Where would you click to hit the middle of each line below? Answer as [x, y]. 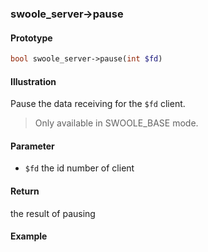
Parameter [32, 146]
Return [25, 191]
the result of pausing [53, 213]
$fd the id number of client [79, 168]
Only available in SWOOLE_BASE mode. [116, 123]
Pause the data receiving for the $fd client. [98, 104]
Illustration [33, 81]
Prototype [31, 38]
